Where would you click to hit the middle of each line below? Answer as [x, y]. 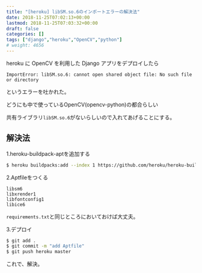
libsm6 [14, 189]
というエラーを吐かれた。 [38, 91]
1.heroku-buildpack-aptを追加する [48, 153]
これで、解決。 [25, 264]
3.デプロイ [19, 229]
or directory [23, 80]
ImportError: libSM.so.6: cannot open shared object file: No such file [99, 75]
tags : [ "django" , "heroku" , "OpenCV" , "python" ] [64, 40]
